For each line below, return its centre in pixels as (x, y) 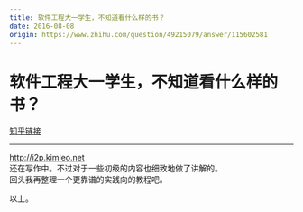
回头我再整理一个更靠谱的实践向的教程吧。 (88, 180)
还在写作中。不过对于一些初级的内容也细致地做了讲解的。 (116, 169)
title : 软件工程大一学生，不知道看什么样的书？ (87, 18)
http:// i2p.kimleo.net (47, 158)
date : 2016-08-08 (42, 26)
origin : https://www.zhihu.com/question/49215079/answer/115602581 (139, 34)
